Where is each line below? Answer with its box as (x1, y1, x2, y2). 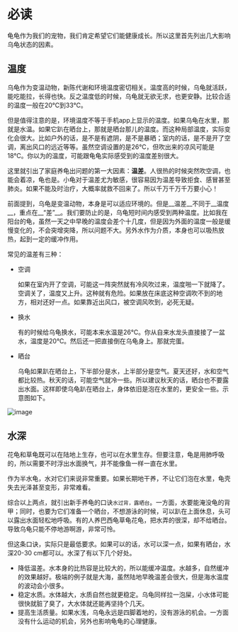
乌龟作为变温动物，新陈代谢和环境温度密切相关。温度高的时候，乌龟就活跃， (7, 83, 231, 92)
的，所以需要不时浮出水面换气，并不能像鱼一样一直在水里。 (7, 459, 181, 467)
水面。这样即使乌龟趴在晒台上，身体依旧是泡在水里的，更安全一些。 (23, 384, 223, 393)
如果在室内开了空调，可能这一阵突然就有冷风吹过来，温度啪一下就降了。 (17, 279, 229, 288)
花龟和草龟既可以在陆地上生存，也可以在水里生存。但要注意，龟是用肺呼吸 (7, 450, 225, 458)
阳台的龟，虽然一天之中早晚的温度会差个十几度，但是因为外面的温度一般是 (7, 217, 225, 226)
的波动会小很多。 (17, 581, 68, 589)
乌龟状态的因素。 (7, 40, 57, 48)
